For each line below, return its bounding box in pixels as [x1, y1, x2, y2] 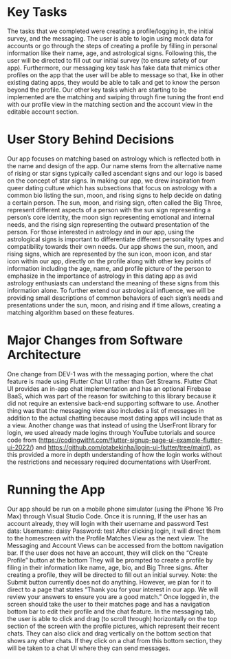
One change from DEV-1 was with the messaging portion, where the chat [7, 369, 214, 378]
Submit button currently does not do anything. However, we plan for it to [7, 578, 212, 586]
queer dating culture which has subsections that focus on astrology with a [7, 183, 217, 192]
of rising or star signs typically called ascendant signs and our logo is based [7, 169, 223, 177]
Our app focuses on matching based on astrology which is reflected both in [7, 154, 221, 163]
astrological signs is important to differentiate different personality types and [7, 235, 224, 243]
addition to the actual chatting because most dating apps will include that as [7, 414, 223, 422]
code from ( [7, 436, 41, 444]
